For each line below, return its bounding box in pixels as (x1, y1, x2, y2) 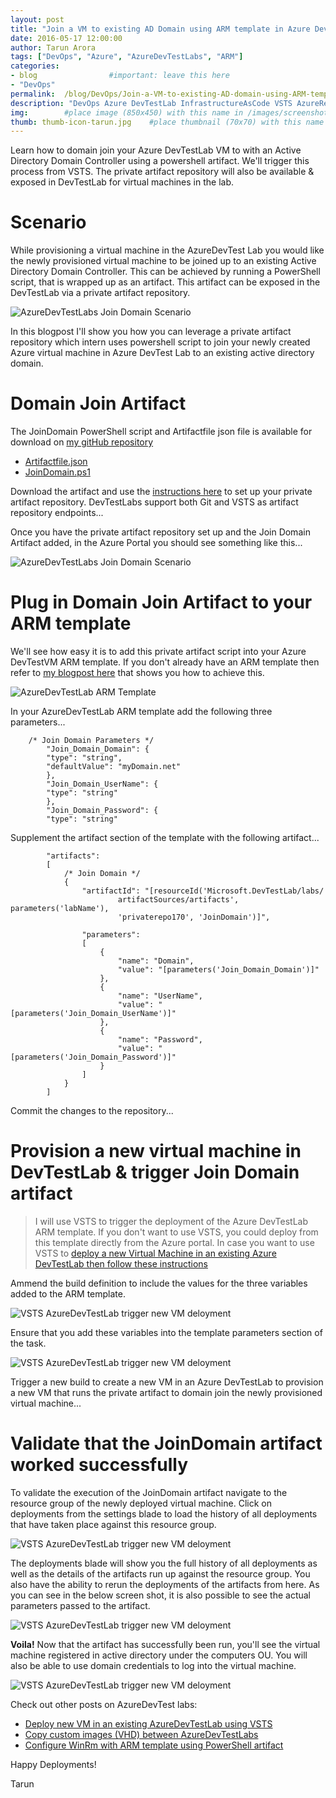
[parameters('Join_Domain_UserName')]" (10, 1009, 177, 1019)
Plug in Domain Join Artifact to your (10, 591, 313, 614)
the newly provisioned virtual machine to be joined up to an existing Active (10, 255, 317, 267)
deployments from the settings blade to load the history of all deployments (10, 1507, 318, 1520)
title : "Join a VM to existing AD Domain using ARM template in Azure (10, 24, 311, 34)
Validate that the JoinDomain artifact (10, 1432, 323, 1455)
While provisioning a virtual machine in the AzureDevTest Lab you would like (10, 244, 325, 256)
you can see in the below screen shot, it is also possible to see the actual (10, 1589, 312, 1601)
